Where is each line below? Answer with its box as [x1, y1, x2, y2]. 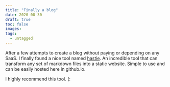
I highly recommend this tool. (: [5, 76, 70, 82]
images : [5, 26, 22, 32]
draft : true [5, 17, 31, 22]
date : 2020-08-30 [5, 12, 42, 17]
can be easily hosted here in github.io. [5, 66, 86, 72]
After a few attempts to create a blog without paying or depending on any [5, 49, 160, 56]
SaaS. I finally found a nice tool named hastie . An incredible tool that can [5, 55, 158, 61]
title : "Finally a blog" [5, 7, 58, 13]
